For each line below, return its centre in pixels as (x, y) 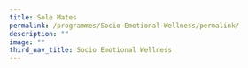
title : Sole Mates (43, 17)
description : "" (39, 34)
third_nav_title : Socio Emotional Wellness (91, 50)
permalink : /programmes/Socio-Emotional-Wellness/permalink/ (124, 26)
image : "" (27, 42)
